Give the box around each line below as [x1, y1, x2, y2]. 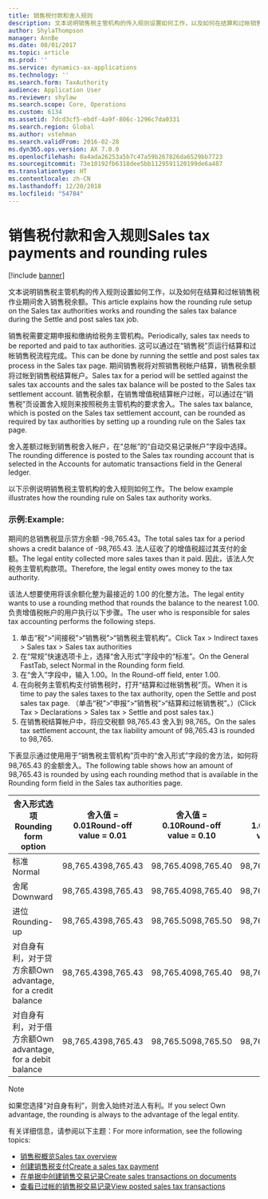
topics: [8, 1134, 31, 1145]
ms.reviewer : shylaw [8, 93, 77, 101]
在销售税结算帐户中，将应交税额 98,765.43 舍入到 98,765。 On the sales [19, 716, 257, 726]
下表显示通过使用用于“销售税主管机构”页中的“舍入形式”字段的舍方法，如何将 [8, 751, 258, 760]
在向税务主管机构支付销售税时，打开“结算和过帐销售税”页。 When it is [19, 680, 248, 689]
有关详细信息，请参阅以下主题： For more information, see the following [8, 1126, 242, 1135]
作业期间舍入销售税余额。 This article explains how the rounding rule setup [8, 297, 253, 306]
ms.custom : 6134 [8, 108, 62, 116]
